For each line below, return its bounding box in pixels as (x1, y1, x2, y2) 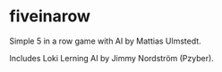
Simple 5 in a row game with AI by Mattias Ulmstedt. (9, 36, 201, 46)
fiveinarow (9, 6, 91, 27)
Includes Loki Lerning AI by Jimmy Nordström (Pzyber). (9, 52, 215, 63)
